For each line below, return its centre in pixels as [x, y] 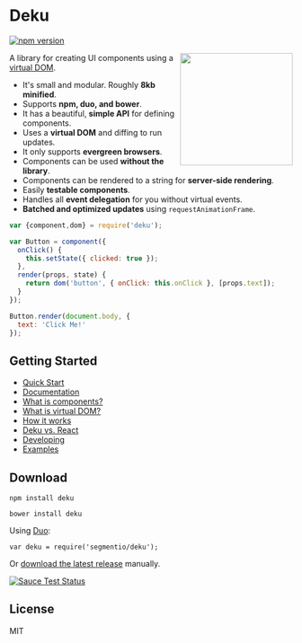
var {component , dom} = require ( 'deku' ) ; [86, 225]
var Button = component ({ [58, 242]
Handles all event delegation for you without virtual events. [132, 199]
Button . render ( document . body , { [70, 316]
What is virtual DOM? [62, 411]
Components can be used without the [93, 161]
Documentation [51, 392]
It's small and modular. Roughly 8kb [89, 84]
